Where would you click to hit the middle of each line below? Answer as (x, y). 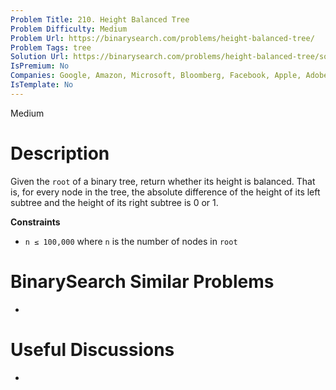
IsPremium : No (40, 66)
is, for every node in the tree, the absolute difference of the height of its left (165, 192)
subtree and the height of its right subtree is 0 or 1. (114, 202)
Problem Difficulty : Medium (69, 29)
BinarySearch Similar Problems (142, 281)
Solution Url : (40, 57)
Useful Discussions (92, 349)
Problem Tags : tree (51, 47)
